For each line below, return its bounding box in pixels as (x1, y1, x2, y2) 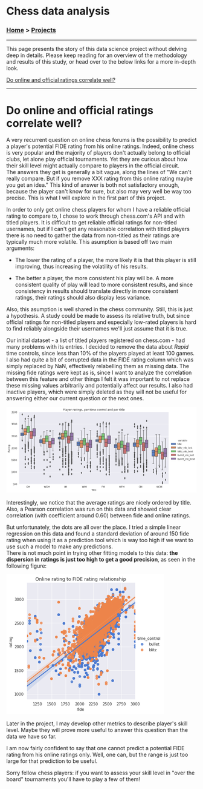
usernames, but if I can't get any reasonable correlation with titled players (6, 226, 190, 233)
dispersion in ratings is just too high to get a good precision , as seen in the (6, 556, 196, 563)
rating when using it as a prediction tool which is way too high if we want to (6, 536, 193, 543)
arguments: (6, 244, 35, 252)
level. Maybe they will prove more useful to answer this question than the (6, 726, 188, 733)
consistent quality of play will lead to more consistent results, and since (14, 281, 193, 289)
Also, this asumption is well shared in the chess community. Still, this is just (6, 306, 193, 313)
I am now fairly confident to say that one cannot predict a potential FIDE (6, 744, 185, 751)
